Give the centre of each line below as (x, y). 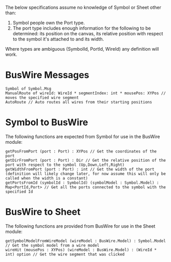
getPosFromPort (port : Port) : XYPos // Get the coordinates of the (81, 151)
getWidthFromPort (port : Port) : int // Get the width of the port (80, 169)
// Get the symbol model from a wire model (52, 245)
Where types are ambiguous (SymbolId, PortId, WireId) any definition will (82, 49)
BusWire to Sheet (43, 212)
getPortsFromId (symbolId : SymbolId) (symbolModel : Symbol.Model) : (82, 183)
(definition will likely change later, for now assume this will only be (86, 173)
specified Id (19, 191)
